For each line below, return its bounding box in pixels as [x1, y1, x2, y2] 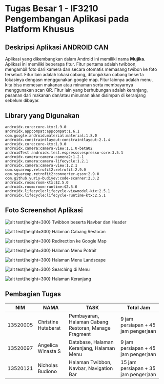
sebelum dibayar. [5, 98, 40, 103]
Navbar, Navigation [69, 365, 113, 372]
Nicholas [38, 362, 58, 369]
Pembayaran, [69, 313, 99, 320]
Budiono [38, 368, 57, 375]
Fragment [69, 331, 91, 338]
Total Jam [126, 304, 150, 311]
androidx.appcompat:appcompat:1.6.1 [5, 129, 80, 134]
